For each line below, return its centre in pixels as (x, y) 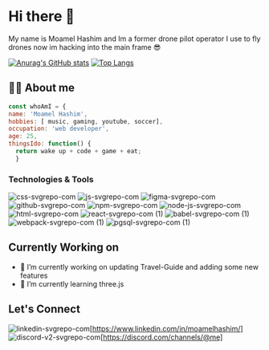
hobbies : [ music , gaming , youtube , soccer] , (86, 121)
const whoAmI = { (37, 106)
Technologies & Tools (51, 179)
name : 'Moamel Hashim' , (48, 114)
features (34, 275)
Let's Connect (44, 309)
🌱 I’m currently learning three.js (72, 283)
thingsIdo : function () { (50, 144)
